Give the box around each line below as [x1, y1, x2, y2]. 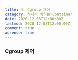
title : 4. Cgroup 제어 [5, 7, 50, 12]
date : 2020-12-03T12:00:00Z [5, 16, 64, 21]
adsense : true [5, 30, 35, 35]
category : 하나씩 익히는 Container [5, 12, 73, 17]
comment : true [5, 26, 35, 31]
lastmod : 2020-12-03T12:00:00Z [5, 21, 70, 26]
